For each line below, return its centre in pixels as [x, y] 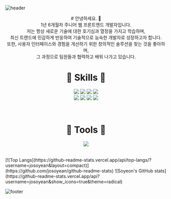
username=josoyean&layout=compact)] [47, 165]
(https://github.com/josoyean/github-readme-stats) [60, 170]
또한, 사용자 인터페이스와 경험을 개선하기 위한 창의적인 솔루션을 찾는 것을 [79, 44]
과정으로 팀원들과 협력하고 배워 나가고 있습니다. [89, 57]
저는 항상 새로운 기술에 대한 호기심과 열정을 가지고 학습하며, [86, 31]
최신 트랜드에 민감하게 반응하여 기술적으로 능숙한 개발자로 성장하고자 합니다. [86, 38]
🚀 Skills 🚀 [86, 78]
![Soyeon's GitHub [134, 170]
